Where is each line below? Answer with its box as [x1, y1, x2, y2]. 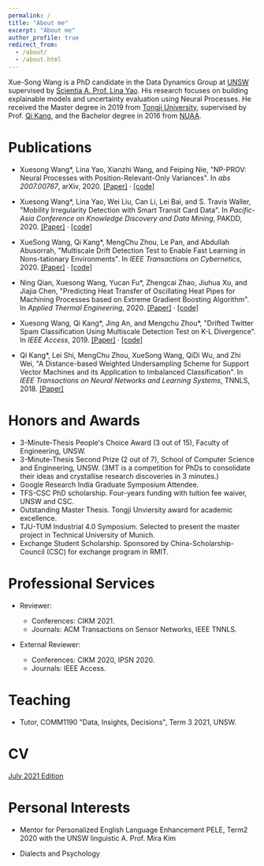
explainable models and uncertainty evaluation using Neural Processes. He [8, 94, 252, 104]
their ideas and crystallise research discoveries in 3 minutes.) [19, 471, 219, 480]
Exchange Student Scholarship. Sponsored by [19, 538, 169, 548]
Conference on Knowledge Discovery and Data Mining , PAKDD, [35, 213, 243, 223]
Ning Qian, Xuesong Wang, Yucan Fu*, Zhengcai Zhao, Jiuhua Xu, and [19, 277, 247, 287]
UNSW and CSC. [19, 496, 75, 506]
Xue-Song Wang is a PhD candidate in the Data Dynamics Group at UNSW [8, 77, 250, 87]
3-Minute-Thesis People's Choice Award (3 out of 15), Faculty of [19, 438, 229, 447]
